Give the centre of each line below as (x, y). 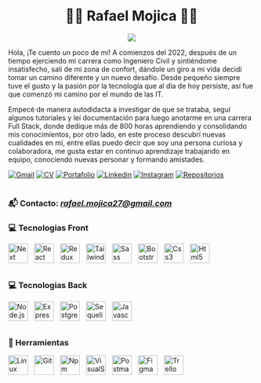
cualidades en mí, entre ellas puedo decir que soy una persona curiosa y (125, 142)
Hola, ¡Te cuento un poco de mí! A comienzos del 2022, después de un (123, 52)
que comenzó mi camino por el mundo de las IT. (86, 94)
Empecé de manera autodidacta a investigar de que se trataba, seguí (120, 109)
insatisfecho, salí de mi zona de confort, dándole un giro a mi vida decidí (125, 69)
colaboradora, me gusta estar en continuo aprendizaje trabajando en (119, 151)
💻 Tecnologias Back (48, 286)
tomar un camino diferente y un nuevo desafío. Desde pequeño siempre (124, 77)
